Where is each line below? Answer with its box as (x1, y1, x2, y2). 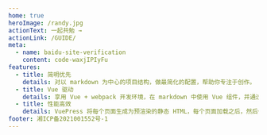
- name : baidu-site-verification (15, 48, 126, 56)
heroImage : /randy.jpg (8, 19, 83, 27)
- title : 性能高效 (15, 100, 72, 108)
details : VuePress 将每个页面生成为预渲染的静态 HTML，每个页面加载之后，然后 (22, 108, 258, 116)
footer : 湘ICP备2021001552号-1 (8, 115, 109, 123)
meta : (8, 41, 26, 49)
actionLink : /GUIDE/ (8, 33, 77, 42)
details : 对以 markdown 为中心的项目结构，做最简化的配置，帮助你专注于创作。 (22, 78, 256, 86)
